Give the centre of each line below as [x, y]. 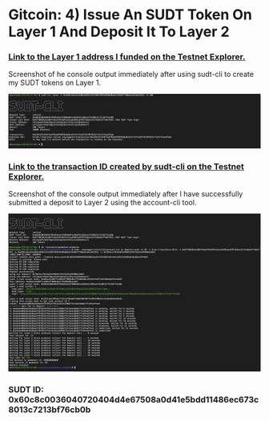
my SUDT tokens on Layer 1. [55, 83]
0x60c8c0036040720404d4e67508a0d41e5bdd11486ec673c [134, 399]
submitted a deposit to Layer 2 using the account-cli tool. [102, 203]
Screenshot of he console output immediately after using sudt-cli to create [131, 75]
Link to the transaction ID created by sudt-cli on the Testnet [126, 166]
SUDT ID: [26, 389]
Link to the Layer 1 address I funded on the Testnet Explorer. [127, 57]
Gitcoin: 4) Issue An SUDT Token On [130, 15]
